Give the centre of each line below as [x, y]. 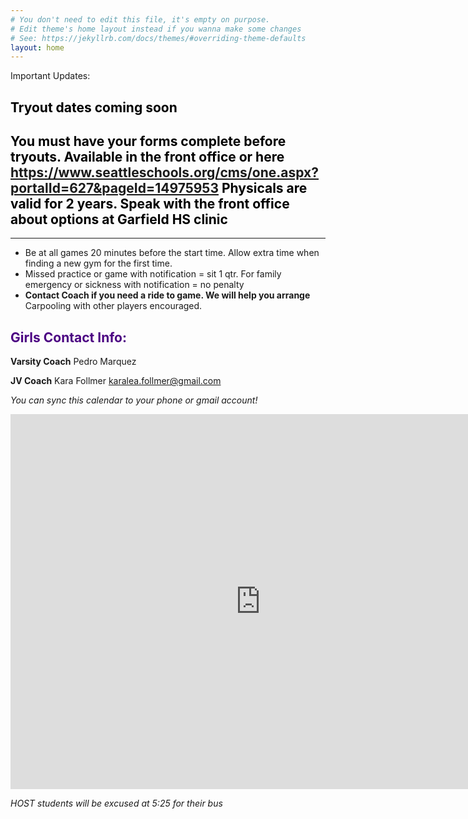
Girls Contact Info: [69, 337]
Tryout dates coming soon [94, 107]
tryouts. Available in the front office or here [147, 157]
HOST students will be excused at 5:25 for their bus [116, 803]
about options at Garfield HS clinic [119, 219]
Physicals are [264, 188]
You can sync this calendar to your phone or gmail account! [134, 400]
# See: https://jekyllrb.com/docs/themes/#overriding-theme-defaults [158, 38]
